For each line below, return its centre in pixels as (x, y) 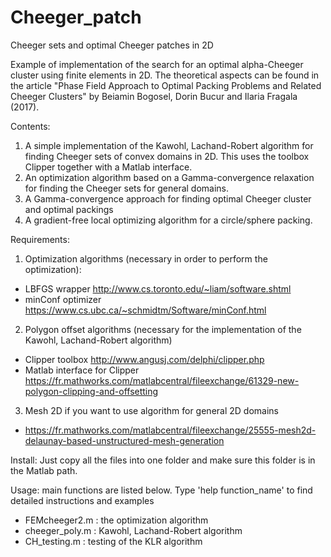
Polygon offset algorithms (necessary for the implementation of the (163, 329)
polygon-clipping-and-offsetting (91, 391)
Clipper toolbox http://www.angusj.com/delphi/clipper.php (144, 359)
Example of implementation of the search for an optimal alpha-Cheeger (157, 64)
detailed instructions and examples (82, 500)
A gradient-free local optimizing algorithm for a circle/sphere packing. (168, 220)
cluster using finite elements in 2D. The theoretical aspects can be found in (165, 75)
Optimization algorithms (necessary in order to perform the (146, 258)
